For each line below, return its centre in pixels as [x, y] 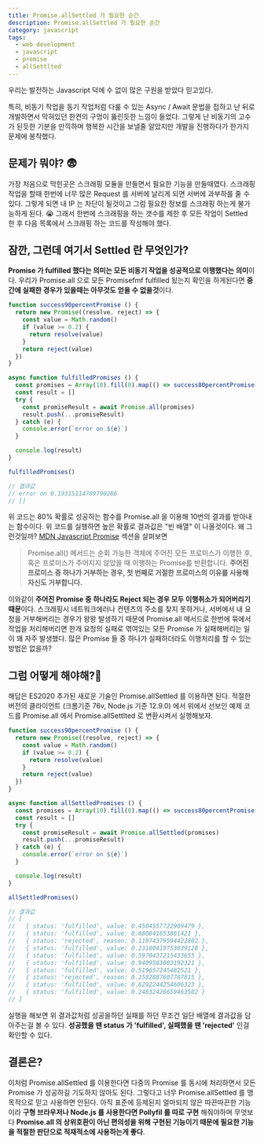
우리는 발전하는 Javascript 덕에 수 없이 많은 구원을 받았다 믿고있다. [111, 90]
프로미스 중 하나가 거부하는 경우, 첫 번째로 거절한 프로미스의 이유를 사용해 [138, 573]
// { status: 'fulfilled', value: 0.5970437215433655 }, [107, 955]
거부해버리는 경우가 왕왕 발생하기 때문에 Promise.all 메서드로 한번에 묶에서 [137, 619]
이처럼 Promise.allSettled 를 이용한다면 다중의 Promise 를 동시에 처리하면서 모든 [132, 1083]
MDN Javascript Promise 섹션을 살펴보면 [103, 536]
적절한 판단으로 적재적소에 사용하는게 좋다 [80, 1131]
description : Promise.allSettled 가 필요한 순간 [84, 23]
